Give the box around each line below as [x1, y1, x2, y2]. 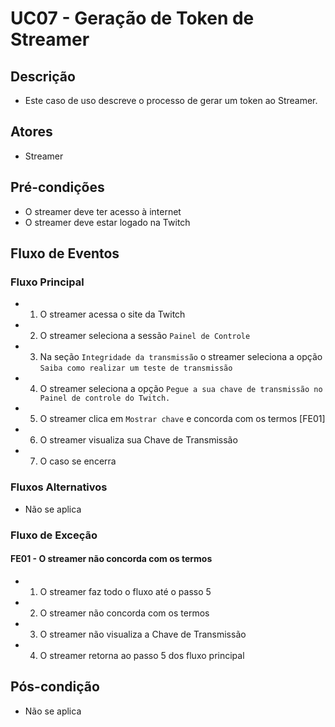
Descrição [10, 68, 76, 85]
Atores [10, 123, 53, 141]
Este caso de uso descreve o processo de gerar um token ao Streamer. [24, 95, 318, 106]
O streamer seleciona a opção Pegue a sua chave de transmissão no [39, 383, 323, 395]
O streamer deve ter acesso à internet [24, 205, 182, 217]
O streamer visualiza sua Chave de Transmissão [39, 434, 238, 446]
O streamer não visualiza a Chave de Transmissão [39, 628, 247, 640]
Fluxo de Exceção [10, 528, 98, 542]
